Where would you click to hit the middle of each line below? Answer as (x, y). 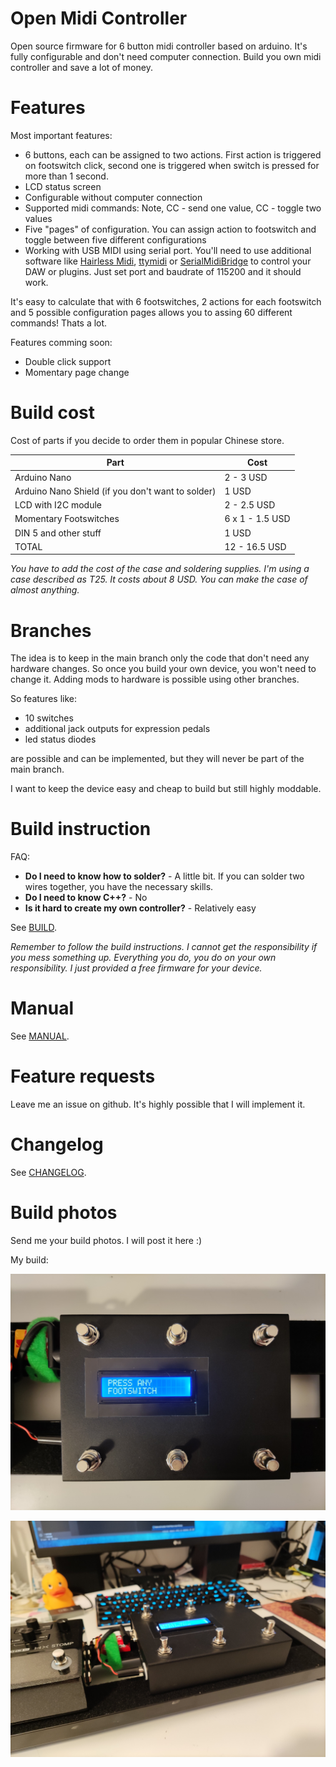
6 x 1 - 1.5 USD (257, 519)
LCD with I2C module (58, 505)
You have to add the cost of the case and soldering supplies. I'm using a (160, 569)
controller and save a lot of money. (81, 67)
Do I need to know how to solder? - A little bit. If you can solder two (164, 876)
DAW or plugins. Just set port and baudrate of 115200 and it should (163, 271)
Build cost (52, 413)
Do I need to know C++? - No (86, 898)
